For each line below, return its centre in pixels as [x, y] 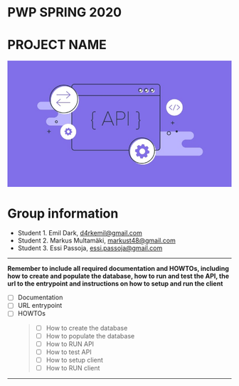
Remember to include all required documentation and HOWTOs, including [118, 269]
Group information [63, 213]
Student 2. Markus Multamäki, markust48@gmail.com [96, 241]
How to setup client [74, 360]
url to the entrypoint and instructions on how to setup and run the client [115, 284]
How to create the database [87, 328]
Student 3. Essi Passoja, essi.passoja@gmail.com [90, 248]
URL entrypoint [40, 306]
